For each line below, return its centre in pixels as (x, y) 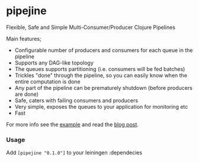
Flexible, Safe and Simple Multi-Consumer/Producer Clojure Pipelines (91, 27)
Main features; (24, 38)
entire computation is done (48, 82)
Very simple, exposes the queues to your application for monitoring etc (101, 106)
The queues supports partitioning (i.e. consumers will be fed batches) (100, 69)
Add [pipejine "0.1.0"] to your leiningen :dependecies (74, 153)
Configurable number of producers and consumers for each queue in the (104, 50)
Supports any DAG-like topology (54, 63)
